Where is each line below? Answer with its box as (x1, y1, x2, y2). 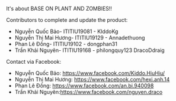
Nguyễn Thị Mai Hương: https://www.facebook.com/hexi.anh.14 (14, 76, 170, 83)
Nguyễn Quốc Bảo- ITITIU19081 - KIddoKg (14, 28, 119, 35)
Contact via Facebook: (6, 58, 61, 65)
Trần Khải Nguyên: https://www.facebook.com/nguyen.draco (14, 89, 163, 95)
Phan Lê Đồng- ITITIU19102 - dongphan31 (14, 41, 117, 47)
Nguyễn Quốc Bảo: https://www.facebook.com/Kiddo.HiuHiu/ (14, 70, 165, 76)
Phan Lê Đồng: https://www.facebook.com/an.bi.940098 (14, 82, 154, 89)
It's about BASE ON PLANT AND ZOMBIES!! (6, 5, 113, 12)
